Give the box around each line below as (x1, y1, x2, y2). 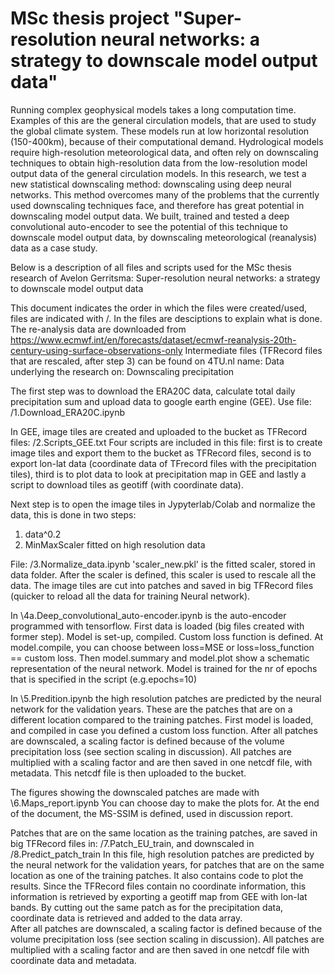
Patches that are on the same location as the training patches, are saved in (10, 827, 318, 839)
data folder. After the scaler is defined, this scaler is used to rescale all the (10, 568, 317, 581)
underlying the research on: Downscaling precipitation (10, 365, 235, 377)
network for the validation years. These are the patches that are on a (10, 703, 293, 715)
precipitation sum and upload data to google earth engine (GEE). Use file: (10, 395, 312, 407)
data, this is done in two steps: (10, 508, 137, 521)
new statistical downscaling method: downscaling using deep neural (10, 178, 292, 190)
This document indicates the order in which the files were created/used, (10, 302, 308, 314)
